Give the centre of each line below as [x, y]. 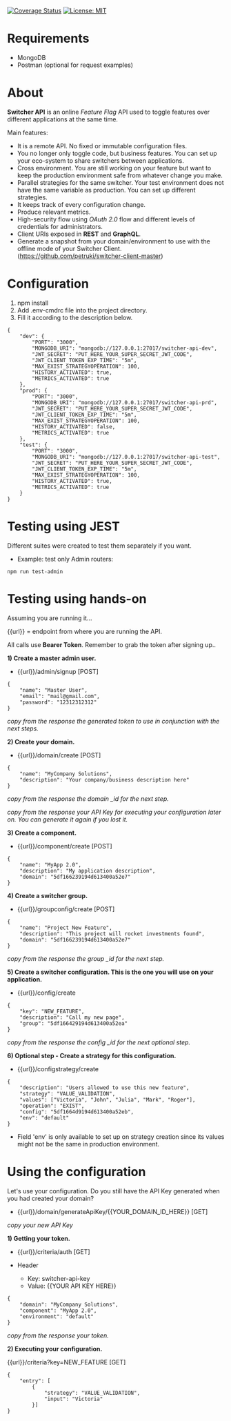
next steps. [23, 728]
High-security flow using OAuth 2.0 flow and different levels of [106, 219]
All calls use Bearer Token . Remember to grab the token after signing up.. [111, 644]
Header [28, 1265]
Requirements [48, 39]
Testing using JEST [64, 526]
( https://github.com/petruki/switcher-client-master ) [90, 256]
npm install [33, 303]
